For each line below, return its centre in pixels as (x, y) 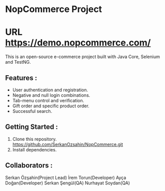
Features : (21, 78)
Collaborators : (29, 166)
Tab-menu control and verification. (48, 100)
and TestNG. (18, 62)
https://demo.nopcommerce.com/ (78, 43)
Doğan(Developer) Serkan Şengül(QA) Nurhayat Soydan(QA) (67, 183)
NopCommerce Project (54, 9)
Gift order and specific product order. (51, 106)
